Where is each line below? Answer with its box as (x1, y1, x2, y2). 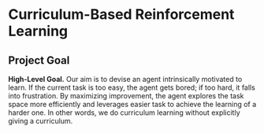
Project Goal (8, 54, 70, 67)
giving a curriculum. (8, 116, 73, 125)
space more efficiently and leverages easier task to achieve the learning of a (8, 100, 257, 109)
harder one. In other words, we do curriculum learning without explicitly (8, 108, 240, 117)
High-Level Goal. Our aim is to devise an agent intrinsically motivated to (8, 75, 243, 83)
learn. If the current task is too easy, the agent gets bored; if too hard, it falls (8, 83, 256, 92)
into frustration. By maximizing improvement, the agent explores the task (8, 91, 244, 100)
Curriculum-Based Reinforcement (8, 6, 235, 24)
